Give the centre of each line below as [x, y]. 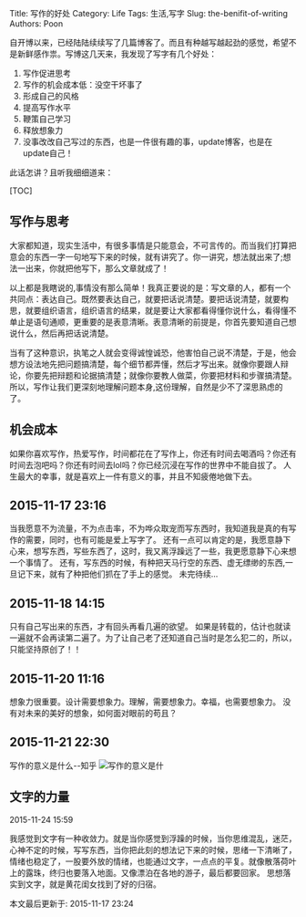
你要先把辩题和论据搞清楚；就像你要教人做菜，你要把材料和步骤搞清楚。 [161, 375]
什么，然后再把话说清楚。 [65, 333]
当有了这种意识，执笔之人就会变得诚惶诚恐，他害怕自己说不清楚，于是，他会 [153, 352]
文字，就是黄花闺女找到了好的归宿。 [93, 884]
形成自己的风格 [51, 96]
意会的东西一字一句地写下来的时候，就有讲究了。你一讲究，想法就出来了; [147, 256]
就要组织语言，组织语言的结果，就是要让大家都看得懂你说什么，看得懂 [157, 310]
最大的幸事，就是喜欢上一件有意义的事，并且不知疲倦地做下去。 [137, 476]
